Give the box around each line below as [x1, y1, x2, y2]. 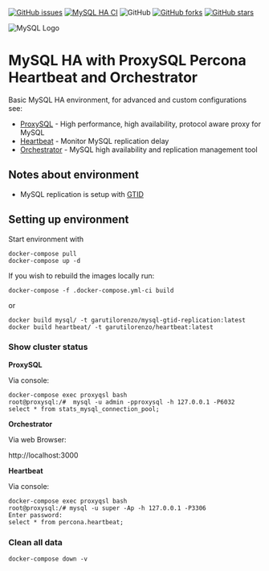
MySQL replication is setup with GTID [19, 189, 145, 199]
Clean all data [8, 536, 63, 548]
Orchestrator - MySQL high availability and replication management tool [19, 145, 259, 154]
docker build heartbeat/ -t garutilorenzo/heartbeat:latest [8, 322, 214, 331]
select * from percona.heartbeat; [8, 518, 124, 526]
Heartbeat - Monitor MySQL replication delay [19, 136, 169, 146]
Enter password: [8, 511, 63, 519]
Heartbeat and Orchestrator [8, 68, 198, 87]
